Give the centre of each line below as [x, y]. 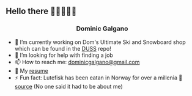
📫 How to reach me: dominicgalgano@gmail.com [77, 62]
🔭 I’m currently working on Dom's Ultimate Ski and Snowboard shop [100, 42]
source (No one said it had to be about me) [68, 86]
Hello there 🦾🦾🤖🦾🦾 [41, 11]
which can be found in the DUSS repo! [63, 48]
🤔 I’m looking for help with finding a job [64, 55]
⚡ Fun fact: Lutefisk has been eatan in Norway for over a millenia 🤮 [98, 78]
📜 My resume [31, 70]
